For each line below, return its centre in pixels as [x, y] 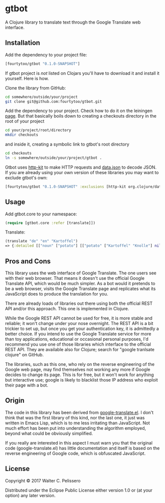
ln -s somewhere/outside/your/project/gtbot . [54, 158]
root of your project [25, 121]
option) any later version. [30, 495]
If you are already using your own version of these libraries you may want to [82, 172]
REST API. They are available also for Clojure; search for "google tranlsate [80, 349]
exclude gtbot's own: [26, 178]
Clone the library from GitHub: [36, 88]
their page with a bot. [27, 385]
